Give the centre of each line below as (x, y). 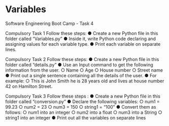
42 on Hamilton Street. (29, 86)
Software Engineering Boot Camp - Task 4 (49, 23)
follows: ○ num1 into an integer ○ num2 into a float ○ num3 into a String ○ (84, 112)
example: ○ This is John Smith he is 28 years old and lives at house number (85, 81)
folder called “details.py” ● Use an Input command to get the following (79, 65)
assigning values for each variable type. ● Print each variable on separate (83, 44)
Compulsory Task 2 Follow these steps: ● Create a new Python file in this (82, 59)
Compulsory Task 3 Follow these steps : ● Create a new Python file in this (83, 96)
